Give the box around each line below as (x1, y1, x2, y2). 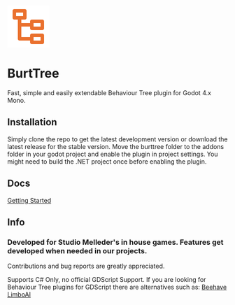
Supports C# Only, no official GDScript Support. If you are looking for (7, 276, 206, 284)
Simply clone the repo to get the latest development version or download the (7, 135, 229, 143)
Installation (7, 116, 57, 128)
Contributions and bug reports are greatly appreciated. (7, 262, 165, 271)
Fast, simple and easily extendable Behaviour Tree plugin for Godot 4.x (7, 88, 212, 97)
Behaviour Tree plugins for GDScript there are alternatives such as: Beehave (7, 283, 227, 292)
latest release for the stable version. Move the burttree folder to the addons (7, 142, 225, 150)
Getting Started (7, 196, 52, 204)
